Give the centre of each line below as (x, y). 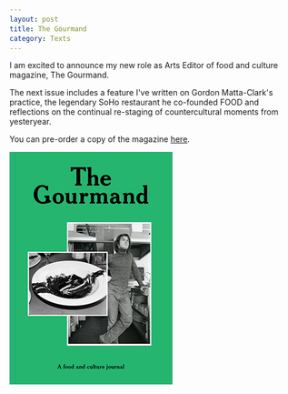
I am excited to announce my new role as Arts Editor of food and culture (144, 66)
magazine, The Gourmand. (60, 75)
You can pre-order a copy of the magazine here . (100, 139)
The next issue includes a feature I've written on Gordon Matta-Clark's (141, 93)
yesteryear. (30, 122)
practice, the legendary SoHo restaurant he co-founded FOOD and (134, 102)
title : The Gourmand (49, 29)
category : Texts (40, 38)
